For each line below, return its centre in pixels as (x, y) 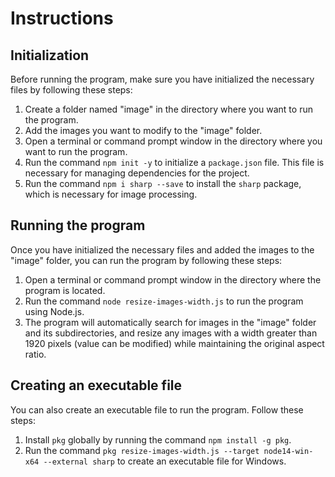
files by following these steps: (71, 90)
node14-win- (288, 451)
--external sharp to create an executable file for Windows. (165, 461)
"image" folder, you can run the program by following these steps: (146, 260)
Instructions (62, 18)
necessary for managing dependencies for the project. (137, 173)
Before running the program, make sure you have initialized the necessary (162, 79)
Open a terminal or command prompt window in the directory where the (173, 279)
